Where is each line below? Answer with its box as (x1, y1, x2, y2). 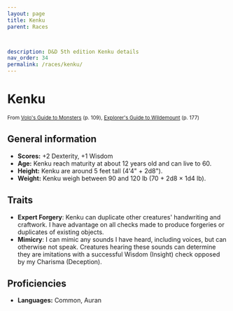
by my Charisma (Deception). (17, 257, 103, 266)
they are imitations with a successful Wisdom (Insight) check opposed (17, 249, 220, 259)
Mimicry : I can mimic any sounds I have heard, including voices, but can (17, 235, 227, 243)
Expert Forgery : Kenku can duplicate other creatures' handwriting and (17, 212, 221, 221)
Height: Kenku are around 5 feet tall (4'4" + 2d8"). (17, 166, 163, 175)
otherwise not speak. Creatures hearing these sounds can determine (17, 243, 216, 251)
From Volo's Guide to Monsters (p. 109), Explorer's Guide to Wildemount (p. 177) (7, 114, 199, 121)
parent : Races (7, 23, 49, 30)
